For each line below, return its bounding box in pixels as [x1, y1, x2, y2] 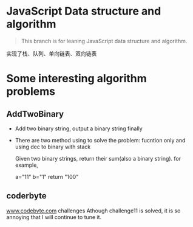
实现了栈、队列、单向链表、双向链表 [6, 50, 97, 57]
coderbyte [6, 190, 47, 201]
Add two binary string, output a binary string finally [15, 125, 143, 132]
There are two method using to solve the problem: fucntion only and [15, 136, 186, 144]
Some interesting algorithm [6, 72, 147, 86]
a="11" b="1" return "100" [15, 173, 79, 180]
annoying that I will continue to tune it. [6, 213, 102, 220]
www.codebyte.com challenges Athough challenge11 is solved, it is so [6, 207, 181, 214]
